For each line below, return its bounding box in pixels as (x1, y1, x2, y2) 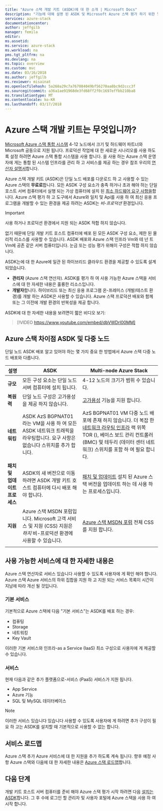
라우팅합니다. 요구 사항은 (22, 434, 76, 441)
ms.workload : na (5, 48, 38, 52)
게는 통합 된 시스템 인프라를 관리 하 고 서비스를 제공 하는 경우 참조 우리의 (14, 159, 151, 165)
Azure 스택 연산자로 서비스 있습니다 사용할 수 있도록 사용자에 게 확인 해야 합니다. (5, 571, 158, 576)
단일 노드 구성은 (22, 393, 57, 400)
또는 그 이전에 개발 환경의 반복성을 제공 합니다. (12, 299, 100, 305)
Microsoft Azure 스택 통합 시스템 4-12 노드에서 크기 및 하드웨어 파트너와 (5, 141, 143, 147)
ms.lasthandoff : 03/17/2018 (5, 102, 62, 107)
